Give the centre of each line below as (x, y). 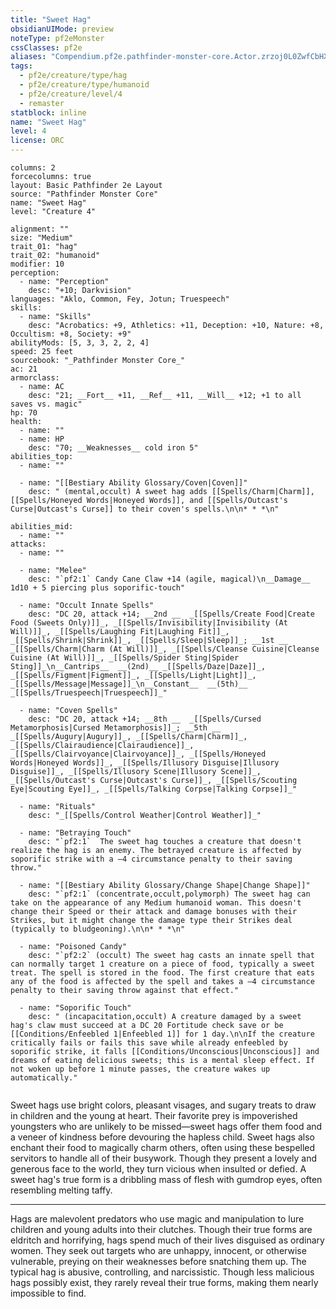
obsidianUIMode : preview (62, 29)
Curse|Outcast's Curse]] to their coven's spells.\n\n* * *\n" (145, 509)
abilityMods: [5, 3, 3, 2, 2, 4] (80, 343)
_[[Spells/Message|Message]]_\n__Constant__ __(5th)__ (129, 684)
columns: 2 (33, 168)
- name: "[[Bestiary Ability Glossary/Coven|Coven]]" (133, 483)
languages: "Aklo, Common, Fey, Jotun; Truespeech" (120, 299)
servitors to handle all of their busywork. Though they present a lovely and (164, 1158)
